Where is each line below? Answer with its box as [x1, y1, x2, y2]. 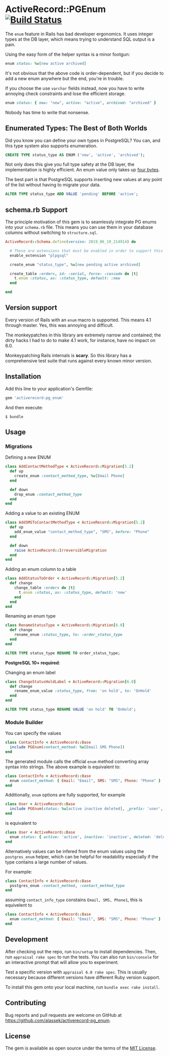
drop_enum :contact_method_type [14, 492, 82, 497]
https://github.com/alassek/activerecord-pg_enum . [5, 1017, 111, 1023]
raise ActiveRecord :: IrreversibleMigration [14, 548, 107, 553]
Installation [5, 372, 41, 381]
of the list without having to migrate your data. [5, 182, 101, 188]
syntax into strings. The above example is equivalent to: [5, 763, 121, 770]
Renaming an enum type [5, 613, 56, 619]
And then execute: [5, 404, 43, 410]
